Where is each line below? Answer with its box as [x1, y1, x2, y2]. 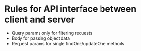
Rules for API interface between [4, 3, 137, 15]
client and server [4, 14, 75, 25]
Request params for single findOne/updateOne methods [11, 40, 125, 46]
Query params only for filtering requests [11, 30, 93, 36]
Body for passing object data [11, 35, 70, 41]
